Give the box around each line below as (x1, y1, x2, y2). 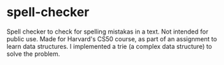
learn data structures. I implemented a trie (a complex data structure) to (6, 42, 212, 50)
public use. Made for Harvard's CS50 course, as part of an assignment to (6, 34, 218, 43)
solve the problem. (6, 50, 61, 58)
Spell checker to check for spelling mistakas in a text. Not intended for (6, 27, 209, 36)
